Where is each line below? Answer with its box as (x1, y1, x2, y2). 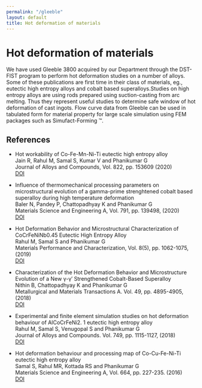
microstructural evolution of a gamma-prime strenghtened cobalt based (14, 188, 193, 195)
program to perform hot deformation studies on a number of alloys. (19, 72, 185, 80)
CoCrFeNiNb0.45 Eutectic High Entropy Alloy (14, 231, 127, 239)
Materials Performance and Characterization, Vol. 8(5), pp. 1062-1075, (14, 245, 189, 252)
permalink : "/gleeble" (6, 8, 63, 15)
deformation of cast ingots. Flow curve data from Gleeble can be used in (6, 104, 186, 111)
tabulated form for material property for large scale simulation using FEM (6, 111, 187, 118)
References (6, 134, 50, 145)
